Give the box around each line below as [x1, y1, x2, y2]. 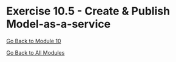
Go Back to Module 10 [6, 37, 62, 44]
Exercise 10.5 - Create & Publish [6, 4, 171, 18]
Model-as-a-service [6, 17, 111, 31]
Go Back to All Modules [6, 49, 65, 56]
